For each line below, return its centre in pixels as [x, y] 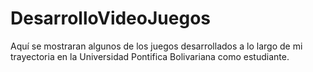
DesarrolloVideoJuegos [110, 18]
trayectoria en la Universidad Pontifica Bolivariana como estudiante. [150, 56]
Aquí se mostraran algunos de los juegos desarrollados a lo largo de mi [156, 46]
